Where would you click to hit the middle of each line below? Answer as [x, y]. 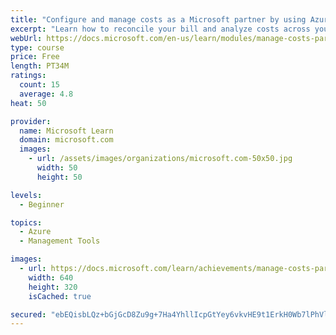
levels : [26, 195]
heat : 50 [28, 103]
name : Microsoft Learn [66, 131]
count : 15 [39, 85]
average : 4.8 [46, 94]
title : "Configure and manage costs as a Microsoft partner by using [158, 19]
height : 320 [53, 287]
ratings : [28, 76]
